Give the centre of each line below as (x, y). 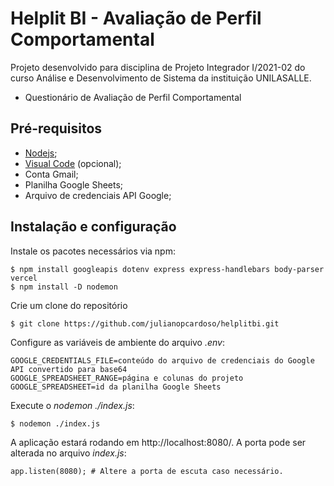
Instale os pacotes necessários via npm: (93, 251)
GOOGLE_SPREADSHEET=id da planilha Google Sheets (116, 387)
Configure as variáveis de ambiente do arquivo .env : (118, 342)
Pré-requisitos (56, 128)
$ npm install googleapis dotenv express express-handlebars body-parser (167, 269)
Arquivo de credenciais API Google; (98, 195)
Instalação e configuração (93, 227)
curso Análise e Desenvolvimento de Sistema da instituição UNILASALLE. (161, 78)
